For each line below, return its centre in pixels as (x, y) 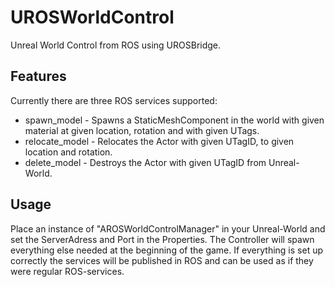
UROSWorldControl (92, 17)
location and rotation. (68, 152)
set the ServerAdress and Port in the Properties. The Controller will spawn (162, 239)
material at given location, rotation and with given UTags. (142, 130)
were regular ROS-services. (67, 271)
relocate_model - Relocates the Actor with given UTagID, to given (159, 141)
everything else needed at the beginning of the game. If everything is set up (166, 250)
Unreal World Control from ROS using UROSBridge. (116, 45)
